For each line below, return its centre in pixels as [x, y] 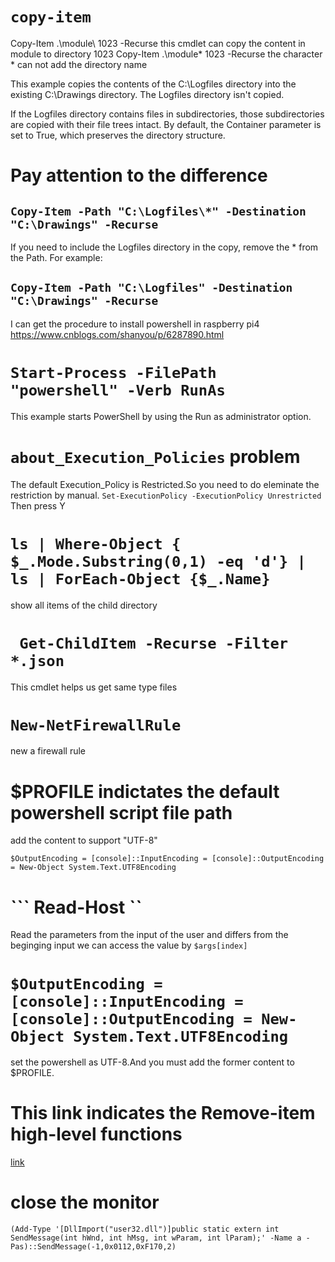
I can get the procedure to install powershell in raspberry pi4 [135, 324]
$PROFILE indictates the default [145, 791]
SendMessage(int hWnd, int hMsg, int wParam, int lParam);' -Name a [156, 1238]
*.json [37, 660]
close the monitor [85, 1202]
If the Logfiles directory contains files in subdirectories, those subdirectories [167, 114]
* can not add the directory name [79, 64]
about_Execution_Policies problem [155, 456]
